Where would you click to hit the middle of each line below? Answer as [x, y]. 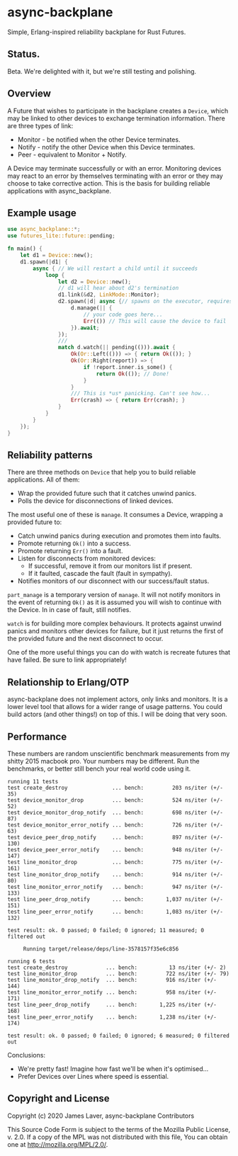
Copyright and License [58, 1099]
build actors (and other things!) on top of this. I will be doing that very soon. [118, 714]
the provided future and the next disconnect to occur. [85, 639]
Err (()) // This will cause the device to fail [155, 321]
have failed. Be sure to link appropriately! [67, 660]
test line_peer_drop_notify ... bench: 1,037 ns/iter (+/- [115, 899]
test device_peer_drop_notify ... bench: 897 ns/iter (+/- [115, 837]
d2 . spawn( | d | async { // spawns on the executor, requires [145, 302]
